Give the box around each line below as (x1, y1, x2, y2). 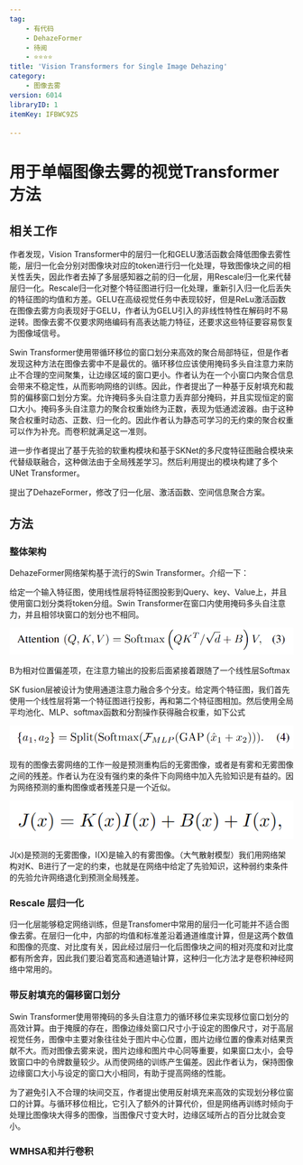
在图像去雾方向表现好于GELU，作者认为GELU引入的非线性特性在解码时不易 (9, 305, 289, 316)
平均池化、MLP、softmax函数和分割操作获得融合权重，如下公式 (9, 707, 246, 717)
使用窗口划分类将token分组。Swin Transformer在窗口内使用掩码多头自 (9, 597, 271, 608)
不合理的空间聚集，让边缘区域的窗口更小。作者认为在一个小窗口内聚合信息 (16, 370, 294, 381)
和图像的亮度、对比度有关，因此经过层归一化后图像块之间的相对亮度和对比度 (9, 941, 294, 952)
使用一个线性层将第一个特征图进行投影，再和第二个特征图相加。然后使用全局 (9, 695, 294, 706)
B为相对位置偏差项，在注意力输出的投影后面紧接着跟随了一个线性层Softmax (9, 664, 290, 676)
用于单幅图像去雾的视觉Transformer (9, 162, 280, 182)
